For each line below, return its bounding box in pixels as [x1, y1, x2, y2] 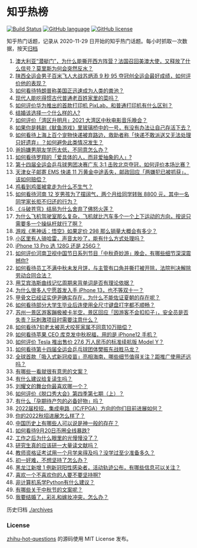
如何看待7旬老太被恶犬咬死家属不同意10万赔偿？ [15, 323, 133, 330]
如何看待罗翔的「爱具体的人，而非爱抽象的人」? [15, 153, 132, 160]
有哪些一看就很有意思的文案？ [15, 368, 88, 375]
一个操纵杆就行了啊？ [31, 220, 83, 227]
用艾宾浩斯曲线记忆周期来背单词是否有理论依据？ [15, 279, 134, 286]
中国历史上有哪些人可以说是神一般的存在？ [15, 419, 119, 426]
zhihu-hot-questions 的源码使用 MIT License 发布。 [6, 536, 132, 543]
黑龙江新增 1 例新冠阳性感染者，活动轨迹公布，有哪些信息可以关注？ [15, 463, 181, 471]
